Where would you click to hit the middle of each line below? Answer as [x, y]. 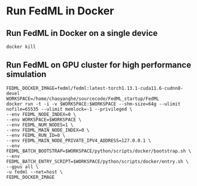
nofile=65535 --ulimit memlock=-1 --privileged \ [69, 109]
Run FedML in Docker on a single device [82, 33]
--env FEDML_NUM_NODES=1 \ [40, 125]
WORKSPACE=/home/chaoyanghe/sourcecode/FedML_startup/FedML [83, 99]
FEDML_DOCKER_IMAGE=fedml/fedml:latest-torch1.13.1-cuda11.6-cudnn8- [95, 88]
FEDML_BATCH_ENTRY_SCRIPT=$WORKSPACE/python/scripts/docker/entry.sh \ [97, 161]
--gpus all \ [22, 167]
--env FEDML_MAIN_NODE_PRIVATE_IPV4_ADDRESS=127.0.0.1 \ [79, 141]
